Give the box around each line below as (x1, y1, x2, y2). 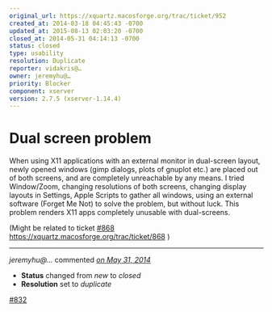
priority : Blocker (9, 79, 71, 87)
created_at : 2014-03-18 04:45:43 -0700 (9, 19, 144, 27)
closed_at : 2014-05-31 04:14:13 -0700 (9, 34, 140, 43)
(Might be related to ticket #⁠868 (9, 223, 115, 233)
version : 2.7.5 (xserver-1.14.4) (9, 95, 122, 103)
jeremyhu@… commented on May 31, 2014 (9, 255, 152, 265)
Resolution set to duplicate (20, 280, 112, 289)
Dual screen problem (9, 129, 152, 148)
